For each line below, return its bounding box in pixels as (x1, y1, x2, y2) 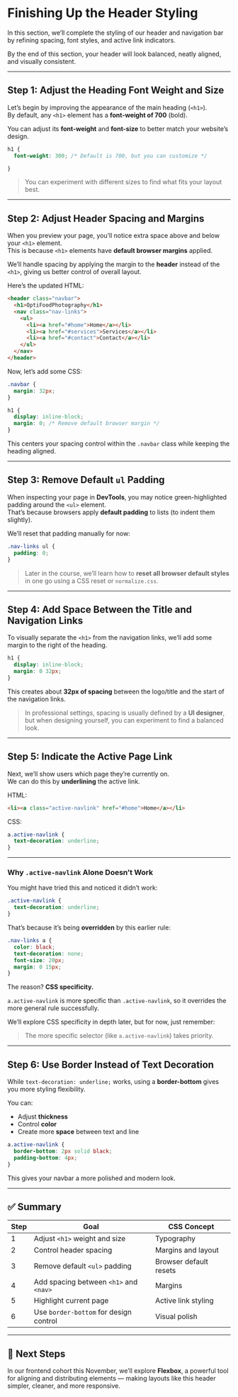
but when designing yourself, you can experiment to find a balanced (24, 716, 225, 724)
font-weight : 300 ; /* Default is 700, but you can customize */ (13, 152, 208, 159)
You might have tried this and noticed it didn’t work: (7, 883, 158, 892)
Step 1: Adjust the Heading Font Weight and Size (7, 84, 225, 96)
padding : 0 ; (13, 549, 50, 557)
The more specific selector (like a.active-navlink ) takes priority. (24, 1031, 214, 1040)
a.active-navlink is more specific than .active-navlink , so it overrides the (7, 997, 227, 1005)
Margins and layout (154, 1245, 220, 1255)
